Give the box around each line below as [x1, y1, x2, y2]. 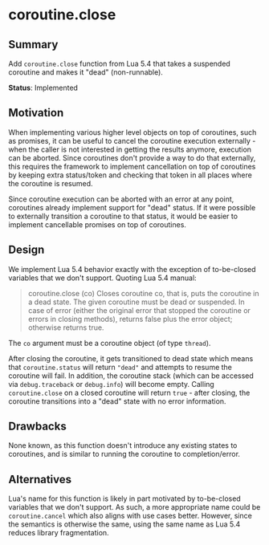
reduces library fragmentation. [8, 528, 110, 538]
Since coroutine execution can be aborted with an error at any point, [8, 194, 234, 204]
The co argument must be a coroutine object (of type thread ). [8, 338, 211, 348]
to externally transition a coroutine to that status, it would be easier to [8, 211, 238, 221]
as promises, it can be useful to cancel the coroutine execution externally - [8, 136, 256, 145]
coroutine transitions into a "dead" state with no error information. [8, 396, 226, 406]
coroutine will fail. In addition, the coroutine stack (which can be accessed [8, 371, 255, 380]
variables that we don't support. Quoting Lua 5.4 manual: [8, 273, 197, 283]
